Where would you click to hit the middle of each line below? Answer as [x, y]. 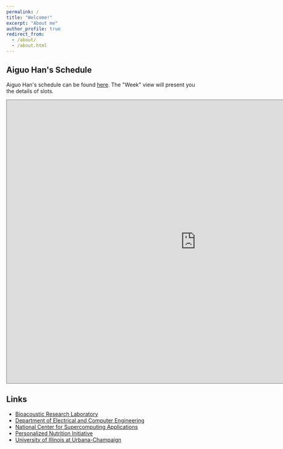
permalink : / [23, 12]
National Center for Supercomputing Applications [76, 427]
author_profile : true [34, 29]
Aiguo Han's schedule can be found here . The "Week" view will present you [101, 85]
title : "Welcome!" [29, 18]
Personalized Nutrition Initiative [54, 433]
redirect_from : [25, 34]
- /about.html [29, 46]
